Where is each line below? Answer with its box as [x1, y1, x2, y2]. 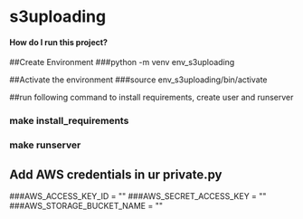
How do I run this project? [9, 36, 109, 47]
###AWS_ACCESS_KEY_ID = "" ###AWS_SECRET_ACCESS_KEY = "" [9, 191, 267, 202]
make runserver [9, 138, 81, 151]
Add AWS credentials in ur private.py [9, 167, 223, 182]
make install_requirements [9, 115, 129, 128]
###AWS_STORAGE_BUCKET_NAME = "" [9, 201, 163, 212]
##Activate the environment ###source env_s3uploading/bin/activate [9, 74, 269, 85]
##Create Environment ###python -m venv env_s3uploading [9, 57, 235, 68]
